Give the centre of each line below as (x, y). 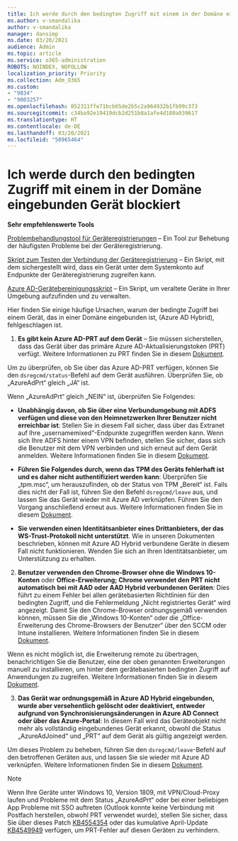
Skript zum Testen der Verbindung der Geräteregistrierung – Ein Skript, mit (116, 259)
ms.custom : (23, 87)
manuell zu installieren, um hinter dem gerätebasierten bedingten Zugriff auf (119, 670)
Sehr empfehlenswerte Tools (51, 225)
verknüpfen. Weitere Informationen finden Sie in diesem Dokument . (106, 765)
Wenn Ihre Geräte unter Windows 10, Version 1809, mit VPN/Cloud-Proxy (114, 793)
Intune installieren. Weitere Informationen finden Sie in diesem (108, 633)
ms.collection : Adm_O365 (44, 80)
